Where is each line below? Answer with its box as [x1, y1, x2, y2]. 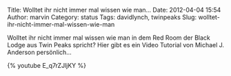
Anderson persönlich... [7, 48, 72, 56]
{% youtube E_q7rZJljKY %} [7, 62, 86, 69]
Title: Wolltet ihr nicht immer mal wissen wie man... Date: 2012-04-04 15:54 [7, 6, 221, 14]
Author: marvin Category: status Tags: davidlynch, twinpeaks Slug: [7, 13, 197, 21]
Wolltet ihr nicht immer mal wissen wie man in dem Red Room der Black [7, 34, 210, 42]
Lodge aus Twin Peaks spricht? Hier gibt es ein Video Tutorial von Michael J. [7, 41, 225, 49]
